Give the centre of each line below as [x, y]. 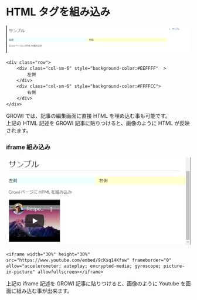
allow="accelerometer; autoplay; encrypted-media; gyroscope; [84, 266]
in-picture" [21, 272]
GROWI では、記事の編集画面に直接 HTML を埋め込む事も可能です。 [89, 116]
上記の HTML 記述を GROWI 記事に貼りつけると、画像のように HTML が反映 [98, 123]
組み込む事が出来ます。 [44, 291]
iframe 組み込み [28, 147]
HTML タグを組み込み [58, 12]
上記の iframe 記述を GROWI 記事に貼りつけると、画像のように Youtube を [96, 284]
